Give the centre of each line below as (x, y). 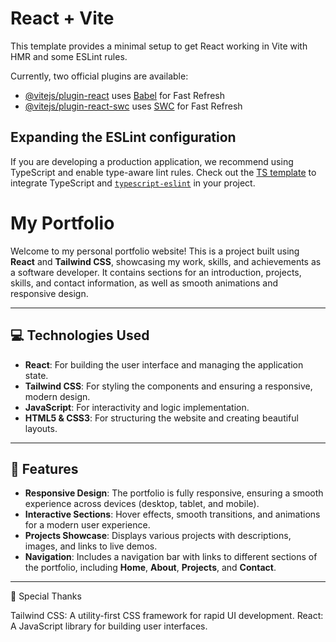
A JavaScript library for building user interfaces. (109, 626)
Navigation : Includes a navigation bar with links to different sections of (171, 557)
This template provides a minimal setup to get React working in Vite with (159, 46)
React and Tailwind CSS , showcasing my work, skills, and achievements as (166, 261)
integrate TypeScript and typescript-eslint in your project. (133, 183)
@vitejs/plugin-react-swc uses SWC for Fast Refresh (133, 106)
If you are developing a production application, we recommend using (152, 161)
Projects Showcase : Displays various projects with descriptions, (158, 536)
